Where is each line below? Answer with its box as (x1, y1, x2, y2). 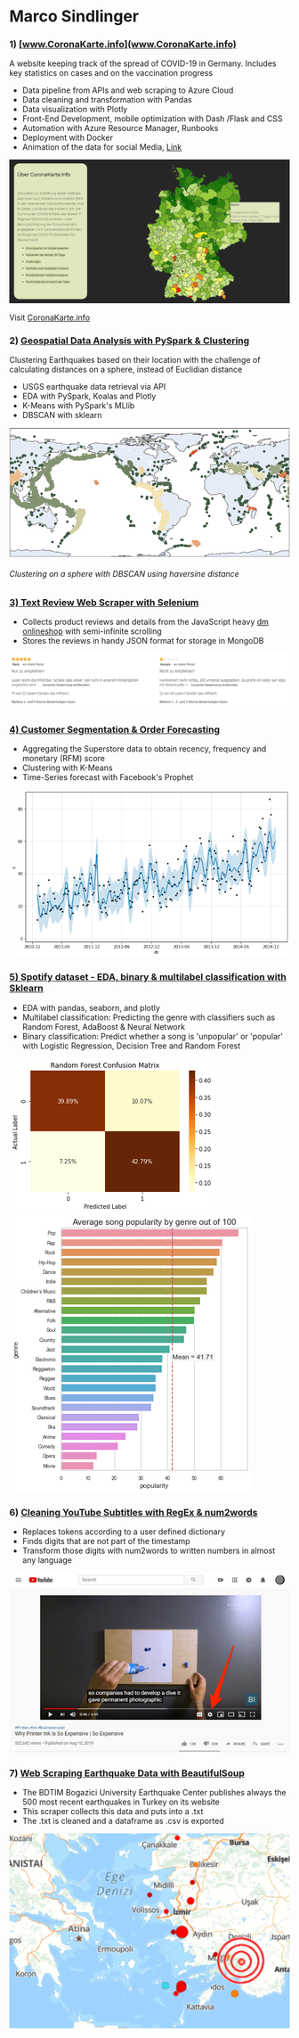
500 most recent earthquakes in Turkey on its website (21, 1796, 221, 1807)
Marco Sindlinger (9, 6, 140, 27)
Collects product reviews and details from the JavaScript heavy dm (21, 617, 270, 628)
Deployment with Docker (21, 132, 114, 144)
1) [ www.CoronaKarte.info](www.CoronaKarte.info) (9, 38, 238, 51)
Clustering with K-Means (21, 762, 113, 773)
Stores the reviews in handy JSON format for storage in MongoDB (21, 636, 264, 646)
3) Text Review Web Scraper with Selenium (9, 596, 199, 608)
